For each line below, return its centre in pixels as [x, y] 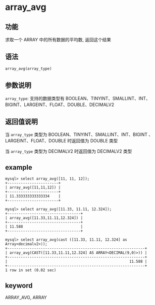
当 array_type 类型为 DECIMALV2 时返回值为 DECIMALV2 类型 [69, 151]
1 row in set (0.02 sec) [31, 270]
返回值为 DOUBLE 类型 [95, 141]
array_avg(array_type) [28, 69]
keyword [19, 285]
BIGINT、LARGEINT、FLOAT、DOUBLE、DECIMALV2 [60, 104]
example [19, 167]
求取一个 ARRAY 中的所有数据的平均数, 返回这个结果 [58, 40]
